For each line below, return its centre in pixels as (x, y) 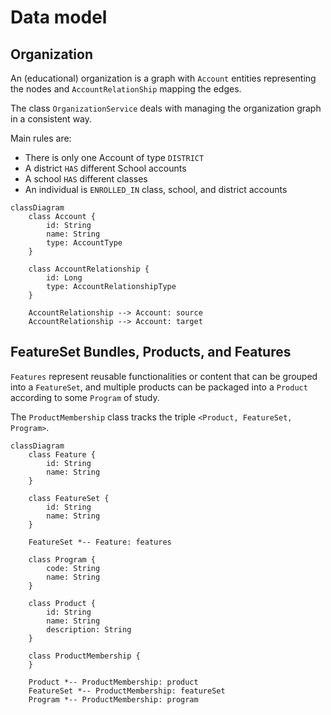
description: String (89, 629)
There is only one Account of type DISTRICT (114, 157)
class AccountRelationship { (89, 269)
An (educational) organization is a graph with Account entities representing (163, 78)
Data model (59, 17)
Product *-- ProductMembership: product (113, 682)
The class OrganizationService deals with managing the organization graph (166, 108)
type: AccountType (84, 243)
